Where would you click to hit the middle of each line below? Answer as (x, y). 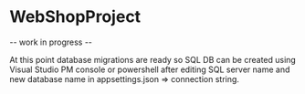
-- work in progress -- (51, 42)
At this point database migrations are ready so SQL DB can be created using (153, 59)
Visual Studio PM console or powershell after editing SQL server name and (150, 69)
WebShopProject (75, 17)
